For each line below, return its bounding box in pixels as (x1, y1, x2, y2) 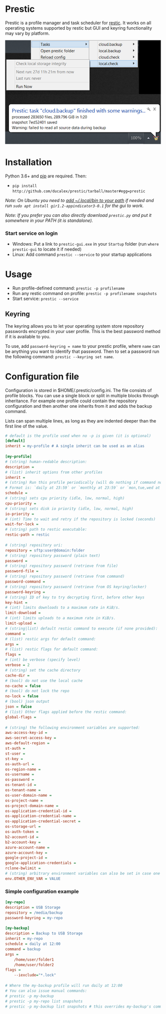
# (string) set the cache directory (5, 668, 81, 673)
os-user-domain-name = (5, 793, 52, 798)
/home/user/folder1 (14, 957, 54, 962)
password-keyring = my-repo (5, 915, 63, 920)
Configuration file (5, 371, 79, 382)
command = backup (5, 946, 41, 952)
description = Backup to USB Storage (5, 931, 83, 936)
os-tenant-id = (5, 782, 37, 788)
